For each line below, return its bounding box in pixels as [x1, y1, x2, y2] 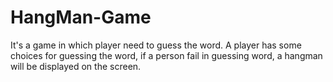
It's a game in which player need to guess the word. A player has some [10, 39, 302, 51]
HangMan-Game [10, 6, 152, 29]
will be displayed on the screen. [10, 60, 142, 72]
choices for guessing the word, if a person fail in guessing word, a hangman [10, 49, 323, 61]
